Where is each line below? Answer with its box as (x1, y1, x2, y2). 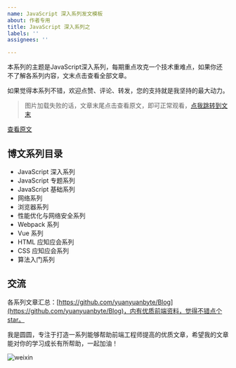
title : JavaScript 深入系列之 (7, 23, 91, 30)
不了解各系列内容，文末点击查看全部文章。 (7, 72, 131, 80)
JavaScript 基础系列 (17, 185, 75, 193)
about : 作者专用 (7, 17, 51, 24)
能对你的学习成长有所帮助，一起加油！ (7, 339, 118, 348)
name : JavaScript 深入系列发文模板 (7, 10, 103, 18)
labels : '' (7, 29, 39, 37)
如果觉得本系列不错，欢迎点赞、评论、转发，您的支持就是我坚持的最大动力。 (7, 86, 229, 95)
